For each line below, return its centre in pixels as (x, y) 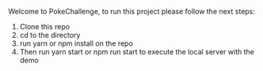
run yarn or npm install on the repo (76, 43)
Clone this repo (44, 26)
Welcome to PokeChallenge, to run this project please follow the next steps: (132, 11)
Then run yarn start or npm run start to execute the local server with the (137, 52)
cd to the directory (50, 35)
